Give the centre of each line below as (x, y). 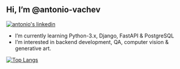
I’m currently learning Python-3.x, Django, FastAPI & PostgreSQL (94, 36)
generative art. (33, 48)
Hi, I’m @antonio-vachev (53, 10)
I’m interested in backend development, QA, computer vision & (92, 42)
